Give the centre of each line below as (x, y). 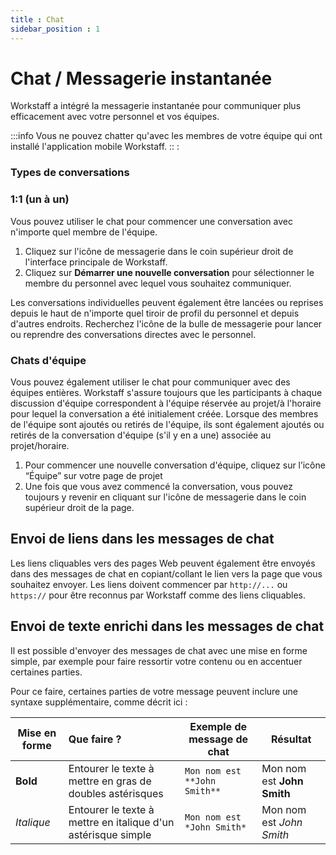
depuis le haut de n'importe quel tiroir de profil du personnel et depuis (155, 313)
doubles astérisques (116, 793)
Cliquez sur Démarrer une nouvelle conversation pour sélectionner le (169, 272)
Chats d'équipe (48, 360)
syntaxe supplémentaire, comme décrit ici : (99, 702)
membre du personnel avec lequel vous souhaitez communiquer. (158, 283)
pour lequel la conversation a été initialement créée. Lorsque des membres (164, 413)
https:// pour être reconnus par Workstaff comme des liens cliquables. (158, 595)
